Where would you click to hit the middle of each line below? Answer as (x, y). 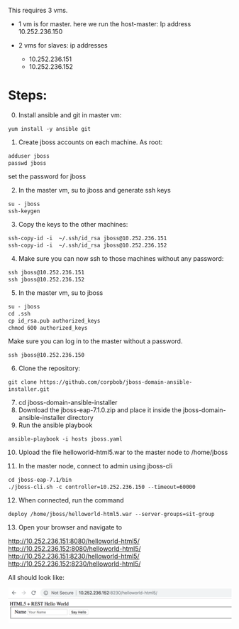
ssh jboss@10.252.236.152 (46, 279)
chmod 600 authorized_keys (48, 328)
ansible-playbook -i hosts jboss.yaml (65, 439)
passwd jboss (27, 163)
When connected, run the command (71, 500)
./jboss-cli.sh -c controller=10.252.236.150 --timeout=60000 (102, 487)
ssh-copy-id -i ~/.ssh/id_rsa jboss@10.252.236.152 (88, 245)
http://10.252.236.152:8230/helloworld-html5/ (74, 564)
